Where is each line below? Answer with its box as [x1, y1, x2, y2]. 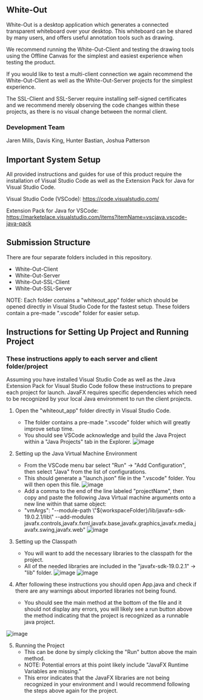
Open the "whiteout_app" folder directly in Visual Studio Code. [15, 407, 171, 415]
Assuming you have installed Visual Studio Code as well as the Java [6, 376, 176, 383]
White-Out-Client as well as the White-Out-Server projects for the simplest [6, 76, 193, 84]
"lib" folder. [24, 569, 53, 576]
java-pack [6, 220, 32, 227]
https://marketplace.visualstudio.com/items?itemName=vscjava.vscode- [6, 213, 188, 220]
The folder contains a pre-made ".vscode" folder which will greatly [24, 419, 191, 426]
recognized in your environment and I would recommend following [24, 681, 190, 688]
